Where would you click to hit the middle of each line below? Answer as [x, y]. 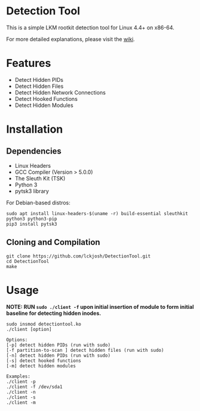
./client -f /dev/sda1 [34, 387]
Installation [35, 129]
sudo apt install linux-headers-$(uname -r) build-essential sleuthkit [97, 213]
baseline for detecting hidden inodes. [54, 313]
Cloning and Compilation [53, 242]
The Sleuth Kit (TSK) [40, 178]
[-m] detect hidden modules [41, 366]
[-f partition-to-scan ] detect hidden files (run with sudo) [85, 350]
